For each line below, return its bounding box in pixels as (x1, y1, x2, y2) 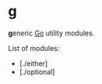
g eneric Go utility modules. (8, 28, 95, 38)
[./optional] (19, 67, 55, 76)
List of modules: (8, 43, 60, 53)
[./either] (19, 58, 48, 68)
